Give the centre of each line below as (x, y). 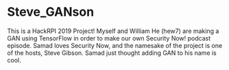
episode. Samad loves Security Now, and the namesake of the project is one (115, 45)
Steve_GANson (51, 12)
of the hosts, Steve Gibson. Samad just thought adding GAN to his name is (112, 53)
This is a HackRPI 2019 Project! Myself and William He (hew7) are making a (113, 31)
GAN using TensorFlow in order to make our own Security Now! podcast (109, 38)
